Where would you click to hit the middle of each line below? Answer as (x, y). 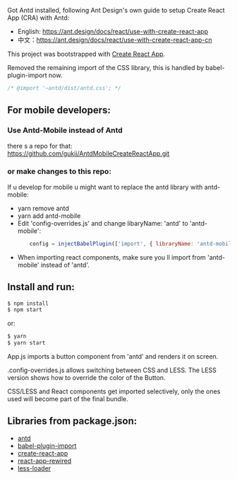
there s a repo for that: (40, 146)
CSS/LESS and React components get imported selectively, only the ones (114, 391)
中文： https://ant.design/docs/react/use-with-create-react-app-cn (115, 40)
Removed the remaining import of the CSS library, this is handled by (106, 68)
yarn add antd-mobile (49, 216)
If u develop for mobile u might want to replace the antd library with (105, 187)
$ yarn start (26, 343)
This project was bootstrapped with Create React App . (86, 54)
